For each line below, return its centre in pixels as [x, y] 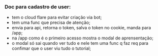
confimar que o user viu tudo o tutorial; [51, 48]
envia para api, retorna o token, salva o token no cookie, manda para [81, 28]
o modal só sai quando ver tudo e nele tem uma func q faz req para [80, 43]
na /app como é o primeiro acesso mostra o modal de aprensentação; [82, 38]
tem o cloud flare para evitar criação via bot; [57, 18]
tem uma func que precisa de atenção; [51, 22]
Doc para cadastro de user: [38, 7]
